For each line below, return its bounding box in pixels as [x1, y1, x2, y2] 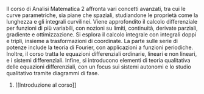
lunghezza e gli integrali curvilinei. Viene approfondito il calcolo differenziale [6, 18, 198, 25]
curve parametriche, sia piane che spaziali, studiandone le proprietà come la [6, 12, 199, 19]
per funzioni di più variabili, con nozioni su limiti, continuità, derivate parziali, [6, 24, 198, 32]
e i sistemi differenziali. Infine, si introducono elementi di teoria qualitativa [6, 57, 191, 64]
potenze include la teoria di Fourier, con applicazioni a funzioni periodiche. [6, 44, 194, 51]
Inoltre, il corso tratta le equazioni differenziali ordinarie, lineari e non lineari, [6, 50, 197, 57]
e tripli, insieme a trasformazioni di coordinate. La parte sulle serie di [6, 38, 178, 44]
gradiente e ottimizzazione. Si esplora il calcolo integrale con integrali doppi [6, 31, 197, 38]
